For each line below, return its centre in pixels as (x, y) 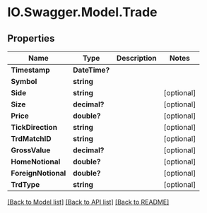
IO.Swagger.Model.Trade (82, 12)
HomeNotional (36, 162)
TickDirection (34, 127)
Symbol (24, 81)
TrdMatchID (31, 139)
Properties (31, 38)
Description (136, 58)
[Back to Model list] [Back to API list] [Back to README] (88, 202)
